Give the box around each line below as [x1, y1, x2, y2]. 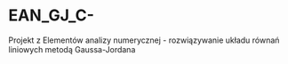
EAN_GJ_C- [8, 5, 94, 26]
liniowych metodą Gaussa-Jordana [8, 44, 136, 54]
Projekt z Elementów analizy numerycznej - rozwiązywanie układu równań [8, 35, 280, 45]
